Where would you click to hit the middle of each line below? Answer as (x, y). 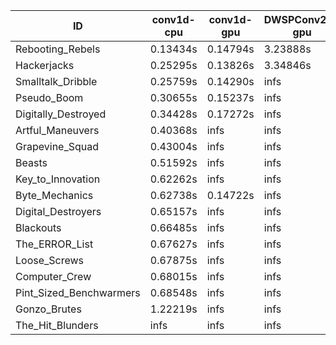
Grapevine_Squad (57, 146)
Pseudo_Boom (49, 97)
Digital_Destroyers (58, 211)
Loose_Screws (50, 260)
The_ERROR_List (54, 244)
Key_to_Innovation (58, 179)
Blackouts (38, 227)
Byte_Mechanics (54, 195)
